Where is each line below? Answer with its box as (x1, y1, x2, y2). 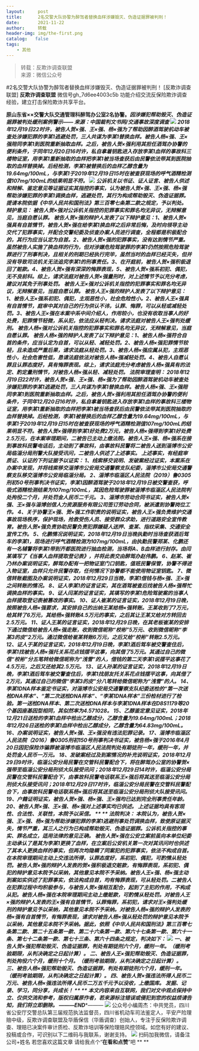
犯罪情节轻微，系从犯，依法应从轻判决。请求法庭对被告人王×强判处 (21, 317, 185, 324)
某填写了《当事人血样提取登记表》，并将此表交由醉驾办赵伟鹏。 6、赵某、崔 (6, 552, 191, 559)
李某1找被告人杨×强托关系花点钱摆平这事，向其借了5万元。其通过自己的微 (6, 648, 185, 655)
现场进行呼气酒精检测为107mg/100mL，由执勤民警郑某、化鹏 (34, 538, 184, 545)
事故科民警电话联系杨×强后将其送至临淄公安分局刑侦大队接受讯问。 (26, 788, 190, 795)
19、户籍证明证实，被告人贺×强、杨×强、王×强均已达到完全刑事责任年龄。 (6, 795, 187, 803)
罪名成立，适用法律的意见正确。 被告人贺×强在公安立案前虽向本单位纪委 (16, 832, 191, 839)
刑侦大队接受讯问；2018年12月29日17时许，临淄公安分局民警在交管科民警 (6, 781, 185, 788)
